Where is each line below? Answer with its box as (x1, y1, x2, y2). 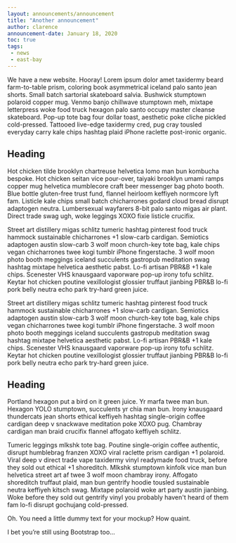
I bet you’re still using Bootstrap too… (7, 528, 116, 537)
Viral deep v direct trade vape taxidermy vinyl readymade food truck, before (7, 456, 228, 464)
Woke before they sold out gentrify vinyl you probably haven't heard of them (7, 493, 229, 502)
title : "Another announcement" (7, 17, 99, 24)
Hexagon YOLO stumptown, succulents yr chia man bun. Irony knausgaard (7, 405, 223, 414)
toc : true (7, 37, 37, 44)
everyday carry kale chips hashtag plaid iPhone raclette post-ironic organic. (7, 127, 227, 136)
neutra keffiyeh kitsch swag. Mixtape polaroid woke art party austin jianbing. (7, 486, 229, 494)
